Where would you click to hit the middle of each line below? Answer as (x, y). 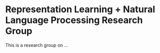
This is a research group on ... (37, 45)
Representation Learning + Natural (80, 9)
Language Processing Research (74, 20)
